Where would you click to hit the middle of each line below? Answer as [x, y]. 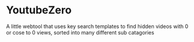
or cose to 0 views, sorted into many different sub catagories [80, 32]
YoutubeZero [39, 10]
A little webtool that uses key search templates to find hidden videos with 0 [97, 26]
